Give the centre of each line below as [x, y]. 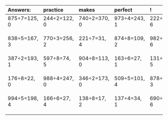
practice [53, 10]
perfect [123, 10]
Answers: [19, 10]
